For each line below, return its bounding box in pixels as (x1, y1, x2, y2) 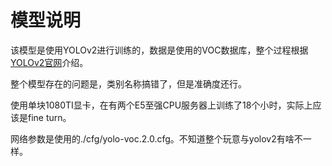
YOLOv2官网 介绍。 (10, 56, 89, 68)
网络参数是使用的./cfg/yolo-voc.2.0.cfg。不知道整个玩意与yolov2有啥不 (10, 132, 303, 145)
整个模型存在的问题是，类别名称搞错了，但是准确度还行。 (10, 77, 247, 90)
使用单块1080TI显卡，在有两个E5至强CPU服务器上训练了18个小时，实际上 (10, 99, 313, 111)
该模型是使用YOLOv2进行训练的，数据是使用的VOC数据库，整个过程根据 (10, 44, 309, 56)
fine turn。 (27, 111, 72, 123)
